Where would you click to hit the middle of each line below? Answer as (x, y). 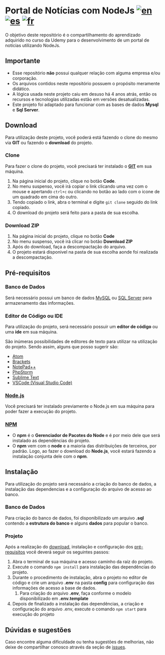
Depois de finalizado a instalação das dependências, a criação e (78, 604)
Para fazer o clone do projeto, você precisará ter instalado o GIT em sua (79, 166)
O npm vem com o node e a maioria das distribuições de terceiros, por (84, 445)
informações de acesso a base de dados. (54, 588)
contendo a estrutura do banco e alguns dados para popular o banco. (77, 523)
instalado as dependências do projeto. (51, 440)
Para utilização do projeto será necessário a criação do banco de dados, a (81, 484)
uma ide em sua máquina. (31, 332)
